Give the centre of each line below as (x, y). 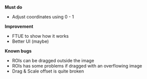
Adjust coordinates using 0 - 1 (43, 17)
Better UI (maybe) (30, 41)
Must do (14, 7)
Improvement (19, 26)
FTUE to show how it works (40, 36)
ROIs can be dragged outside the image (53, 61)
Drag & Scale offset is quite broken (48, 71)
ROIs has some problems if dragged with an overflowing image (77, 66)
